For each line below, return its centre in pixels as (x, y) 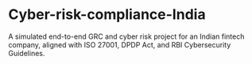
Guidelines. (27, 53)
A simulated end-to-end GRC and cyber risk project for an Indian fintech (126, 36)
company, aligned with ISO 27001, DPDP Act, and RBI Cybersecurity (120, 44)
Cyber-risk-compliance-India (107, 15)
